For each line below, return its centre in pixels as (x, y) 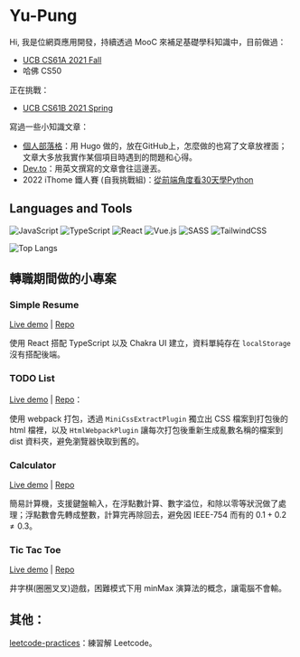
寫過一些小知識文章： (49, 127)
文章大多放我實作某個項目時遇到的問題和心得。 (109, 157)
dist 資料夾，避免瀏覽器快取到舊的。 (77, 441)
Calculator (33, 465)
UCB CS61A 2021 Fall (62, 60)
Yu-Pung (43, 16)
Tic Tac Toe (35, 549)
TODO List (33, 379)
